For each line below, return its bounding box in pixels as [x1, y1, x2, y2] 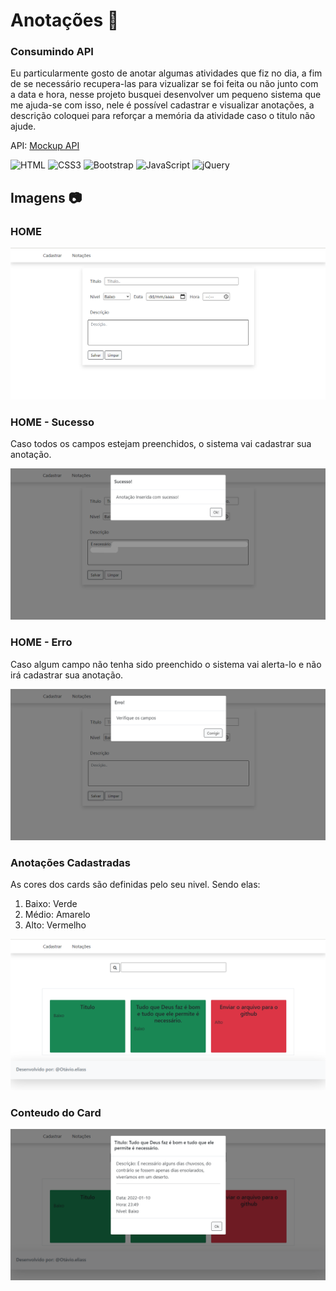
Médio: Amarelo [24, 909, 91, 921]
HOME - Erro [10, 635, 73, 649]
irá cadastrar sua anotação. [10, 669, 124, 681]
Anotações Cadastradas [10, 855, 131, 869]
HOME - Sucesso [10, 415, 95, 429]
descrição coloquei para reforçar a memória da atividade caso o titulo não [10, 110, 316, 122]
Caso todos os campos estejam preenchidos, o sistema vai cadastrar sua [10, 438, 312, 450]
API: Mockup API [10, 140, 80, 152]
